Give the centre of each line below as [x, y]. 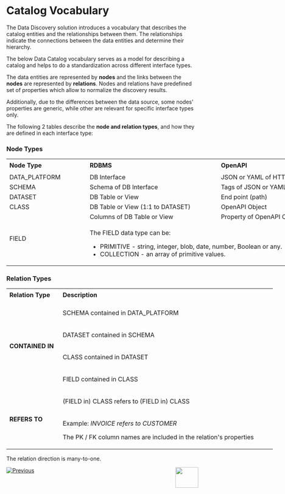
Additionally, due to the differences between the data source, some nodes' [100, 102]
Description [80, 295]
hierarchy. [19, 47]
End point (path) [244, 197]
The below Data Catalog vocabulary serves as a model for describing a [95, 59]
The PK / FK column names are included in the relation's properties [158, 437]
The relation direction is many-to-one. [54, 459]
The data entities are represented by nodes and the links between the [94, 77]
